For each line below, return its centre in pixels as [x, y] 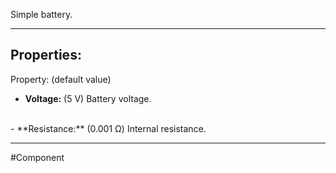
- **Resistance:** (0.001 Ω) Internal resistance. [108, 128]
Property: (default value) [61, 79]
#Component [37, 157]
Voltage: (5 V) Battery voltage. [88, 98]
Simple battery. [41, 14]
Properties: [46, 55]
